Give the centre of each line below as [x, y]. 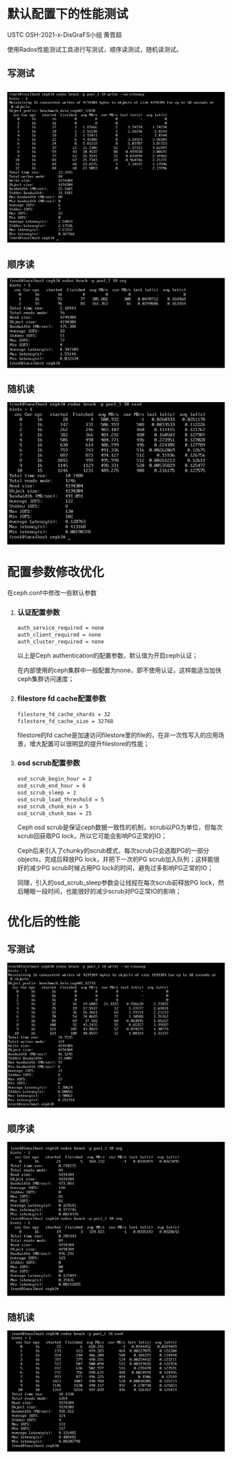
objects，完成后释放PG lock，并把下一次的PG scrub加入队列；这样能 [115, 859]
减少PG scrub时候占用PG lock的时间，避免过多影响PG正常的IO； [122, 868]
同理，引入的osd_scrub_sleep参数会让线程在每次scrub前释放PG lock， [118, 882]
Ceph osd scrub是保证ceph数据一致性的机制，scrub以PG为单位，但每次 [120, 827]
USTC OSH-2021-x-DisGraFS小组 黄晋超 [65, 35]
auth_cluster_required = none [61, 642]
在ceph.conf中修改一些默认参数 [52, 592]
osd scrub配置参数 [49, 763]
